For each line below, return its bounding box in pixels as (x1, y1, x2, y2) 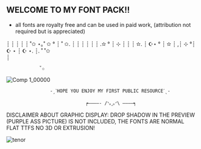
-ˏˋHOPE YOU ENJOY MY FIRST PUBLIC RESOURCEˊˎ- (49, 88, 171, 94)
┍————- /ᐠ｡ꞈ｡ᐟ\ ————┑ (85, 100, 136, 106)
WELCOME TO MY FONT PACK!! (6, 5, 130, 15)
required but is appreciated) (15, 27, 85, 35)
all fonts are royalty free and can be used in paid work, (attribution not (15, 21, 191, 28)
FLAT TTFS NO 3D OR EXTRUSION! (6, 124, 96, 131)
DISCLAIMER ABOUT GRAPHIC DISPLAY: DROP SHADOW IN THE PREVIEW (6, 111, 195, 118)
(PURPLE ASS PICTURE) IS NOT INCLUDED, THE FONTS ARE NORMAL (6, 117, 185, 125)
